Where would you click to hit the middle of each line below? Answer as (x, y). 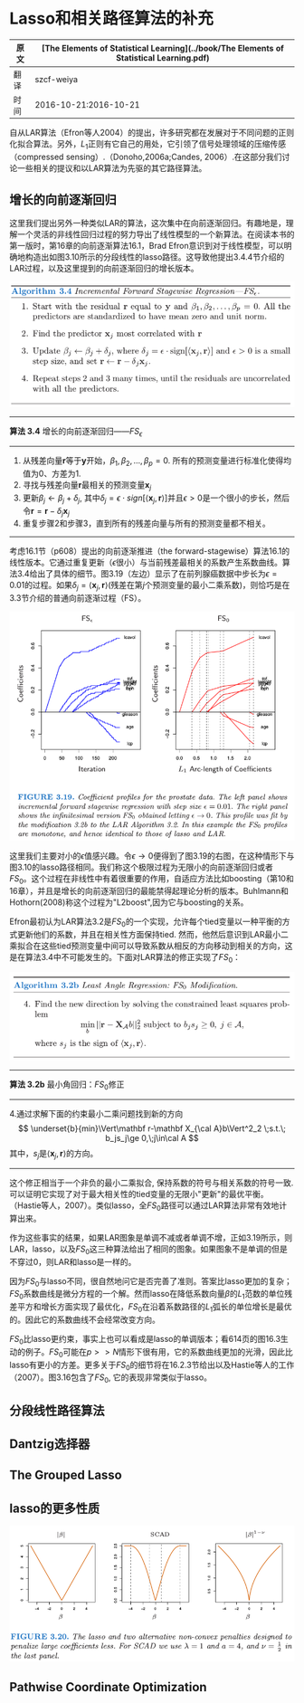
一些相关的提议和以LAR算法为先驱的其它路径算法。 (112, 168)
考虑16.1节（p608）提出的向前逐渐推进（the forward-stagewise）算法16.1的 (150, 551)
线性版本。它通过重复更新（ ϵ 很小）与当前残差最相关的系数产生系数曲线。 (146, 563)
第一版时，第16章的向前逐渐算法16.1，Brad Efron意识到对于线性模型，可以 (147, 246)
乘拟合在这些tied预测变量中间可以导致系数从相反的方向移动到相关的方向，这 (151, 946)
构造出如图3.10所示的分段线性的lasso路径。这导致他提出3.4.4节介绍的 (155, 257)
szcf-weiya (57, 80)
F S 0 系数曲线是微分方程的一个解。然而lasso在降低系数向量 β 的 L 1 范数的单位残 (151, 1295)
